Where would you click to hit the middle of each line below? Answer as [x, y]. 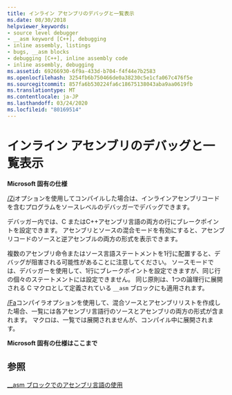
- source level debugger [43, 33]
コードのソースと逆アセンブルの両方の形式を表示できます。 [97, 239]
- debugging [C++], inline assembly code [68, 59]
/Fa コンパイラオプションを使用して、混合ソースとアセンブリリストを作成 [111, 302]
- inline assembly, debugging [51, 65]
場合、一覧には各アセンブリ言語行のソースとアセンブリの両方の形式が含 [115, 311]
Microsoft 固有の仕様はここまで [52, 343]
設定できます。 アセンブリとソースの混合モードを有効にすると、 [110, 230]
